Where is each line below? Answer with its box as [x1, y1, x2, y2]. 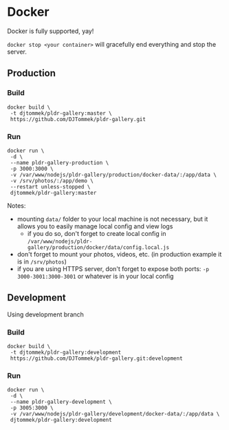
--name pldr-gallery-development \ [10, 398, 112, 406]
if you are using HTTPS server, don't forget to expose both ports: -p [17, 264, 210, 272]
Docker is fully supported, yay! [7, 27, 94, 35]
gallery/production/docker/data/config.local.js [27, 244, 170, 251]
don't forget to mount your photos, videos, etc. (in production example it [17, 250, 222, 258]
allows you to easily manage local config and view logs [17, 222, 173, 230]
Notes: [7, 201, 26, 210]
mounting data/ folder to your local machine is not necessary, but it [17, 215, 208, 223]
